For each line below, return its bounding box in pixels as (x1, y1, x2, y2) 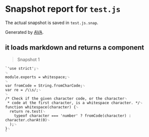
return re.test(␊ (9, 109, 46, 114)
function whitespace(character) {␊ (5, 105, 79, 110)
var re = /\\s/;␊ (5, 87, 41, 92)
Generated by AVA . (5, 29, 44, 35)
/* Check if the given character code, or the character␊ (5, 96, 128, 101)
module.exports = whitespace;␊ (5, 75, 70, 80)
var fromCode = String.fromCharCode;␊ (5, 83, 86, 88)
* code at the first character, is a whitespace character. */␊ (7, 100, 143, 105)
